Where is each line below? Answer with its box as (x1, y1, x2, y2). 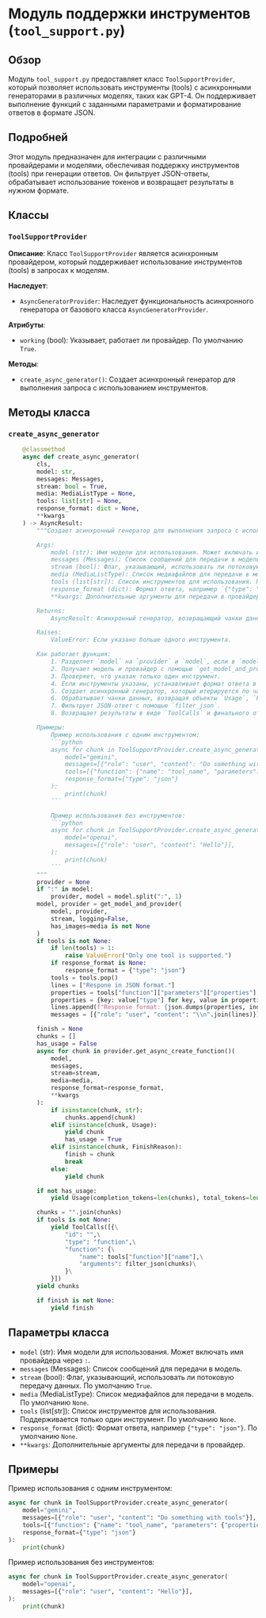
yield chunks (36, 1283, 80, 1290)
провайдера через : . (19, 1355, 91, 1365)
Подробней (8, 131, 68, 144)
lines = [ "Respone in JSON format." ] (50, 981, 176, 989)
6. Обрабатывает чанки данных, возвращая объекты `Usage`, (50, 695, 249, 703)
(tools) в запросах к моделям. (8, 265, 109, 274)
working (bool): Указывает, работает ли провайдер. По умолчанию (19, 335, 244, 345)
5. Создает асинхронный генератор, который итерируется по (50, 687, 249, 695)
